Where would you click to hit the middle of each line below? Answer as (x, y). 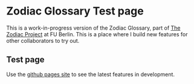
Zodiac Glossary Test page (75, 11)
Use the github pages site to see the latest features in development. (91, 74)
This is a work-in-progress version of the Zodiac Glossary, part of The (93, 28)
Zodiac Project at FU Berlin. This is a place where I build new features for (97, 34)
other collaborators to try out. (43, 40)
